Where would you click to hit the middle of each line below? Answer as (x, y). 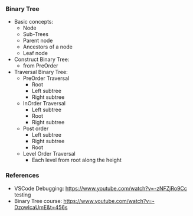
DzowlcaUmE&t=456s (41, 207)
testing (22, 195)
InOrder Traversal (44, 104)
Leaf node (35, 53)
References (22, 175)
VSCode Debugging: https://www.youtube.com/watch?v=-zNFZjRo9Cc (100, 188)
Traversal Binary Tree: (41, 72)
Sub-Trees (35, 34)
